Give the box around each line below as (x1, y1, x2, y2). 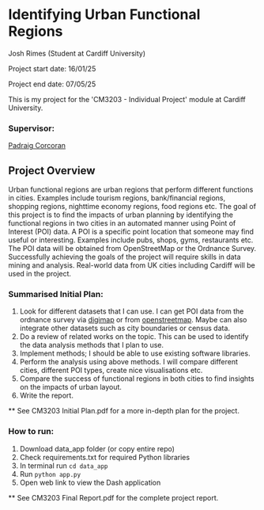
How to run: (8, 426, 55, 437)
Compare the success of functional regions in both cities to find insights (19, 374, 255, 383)
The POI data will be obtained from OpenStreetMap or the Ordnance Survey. (8, 244, 257, 253)
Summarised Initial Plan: (8, 288, 104, 299)
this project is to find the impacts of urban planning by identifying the (8, 210, 233, 219)
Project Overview (8, 164, 96, 177)
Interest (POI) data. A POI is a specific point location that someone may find (8, 227, 255, 237)
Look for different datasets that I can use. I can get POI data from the (19, 306, 244, 316)
